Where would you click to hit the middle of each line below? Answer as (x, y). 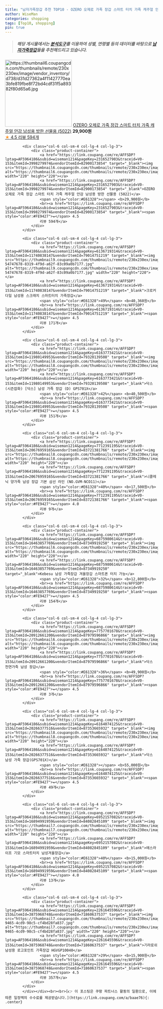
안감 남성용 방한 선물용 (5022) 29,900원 (53, 131)
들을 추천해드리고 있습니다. (62, 50)
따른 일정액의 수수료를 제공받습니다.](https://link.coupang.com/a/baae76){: (77, 998)
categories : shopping (27, 18)
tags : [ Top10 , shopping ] (30, 23)
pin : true (15, 28)
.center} (14, 1002)
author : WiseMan (21, 14)
